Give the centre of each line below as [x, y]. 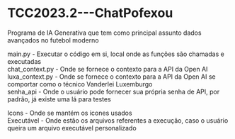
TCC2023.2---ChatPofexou [90, 13]
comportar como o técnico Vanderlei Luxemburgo [80, 84]
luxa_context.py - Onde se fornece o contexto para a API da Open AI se [111, 77]
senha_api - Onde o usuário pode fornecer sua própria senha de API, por [114, 91]
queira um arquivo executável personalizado [72, 128]
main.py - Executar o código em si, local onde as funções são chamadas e [116, 54]
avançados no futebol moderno [53, 40]
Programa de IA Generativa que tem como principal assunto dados [104, 33]
